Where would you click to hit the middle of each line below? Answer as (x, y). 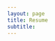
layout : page (26, 14)
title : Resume (28, 20)
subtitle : (22, 26)
